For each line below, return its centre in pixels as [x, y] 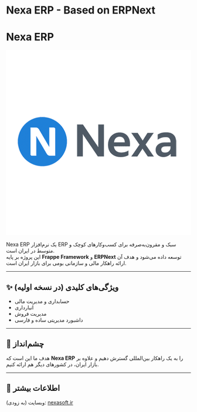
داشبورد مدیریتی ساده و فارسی [49, 320]
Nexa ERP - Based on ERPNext [81, 10]
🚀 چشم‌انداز [25, 344]
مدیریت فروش [30, 313]
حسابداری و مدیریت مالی [42, 301]
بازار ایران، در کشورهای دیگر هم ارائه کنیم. [52, 364]
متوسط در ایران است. [30, 251]
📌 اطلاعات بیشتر [33, 388]
